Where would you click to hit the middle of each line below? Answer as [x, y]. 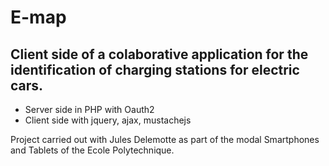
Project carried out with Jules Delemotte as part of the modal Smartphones [165, 139]
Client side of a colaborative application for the [159, 54]
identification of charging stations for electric [155, 69]
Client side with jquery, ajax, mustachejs [108, 120]
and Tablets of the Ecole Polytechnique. [92, 150]
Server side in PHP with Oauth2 [89, 109]
